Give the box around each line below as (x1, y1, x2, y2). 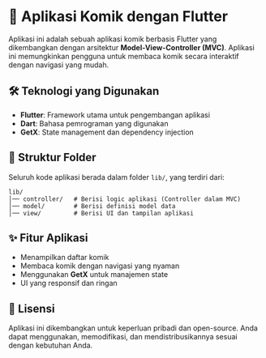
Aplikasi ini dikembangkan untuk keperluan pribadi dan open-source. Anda (8, 323, 258, 333)
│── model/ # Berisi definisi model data (8, 202, 176, 210)
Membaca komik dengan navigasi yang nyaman (19, 261, 180, 271)
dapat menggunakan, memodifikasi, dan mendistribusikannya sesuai (8, 332, 238, 342)
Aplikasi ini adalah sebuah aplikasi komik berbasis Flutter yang (8, 34, 217, 44)
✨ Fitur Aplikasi (8, 231, 88, 245)
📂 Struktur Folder (8, 151, 97, 164)
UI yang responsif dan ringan (19, 279, 118, 288)
